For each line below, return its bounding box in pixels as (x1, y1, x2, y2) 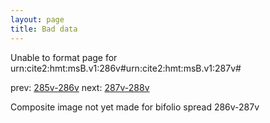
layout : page (10, 14, 65, 25)
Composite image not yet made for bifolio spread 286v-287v (10, 101, 260, 113)
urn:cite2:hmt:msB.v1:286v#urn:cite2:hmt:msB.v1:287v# (10, 62, 242, 74)
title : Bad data (10, 24, 78, 34)
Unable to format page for (10, 51, 118, 63)
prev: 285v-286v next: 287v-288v (10, 81, 150, 93)
